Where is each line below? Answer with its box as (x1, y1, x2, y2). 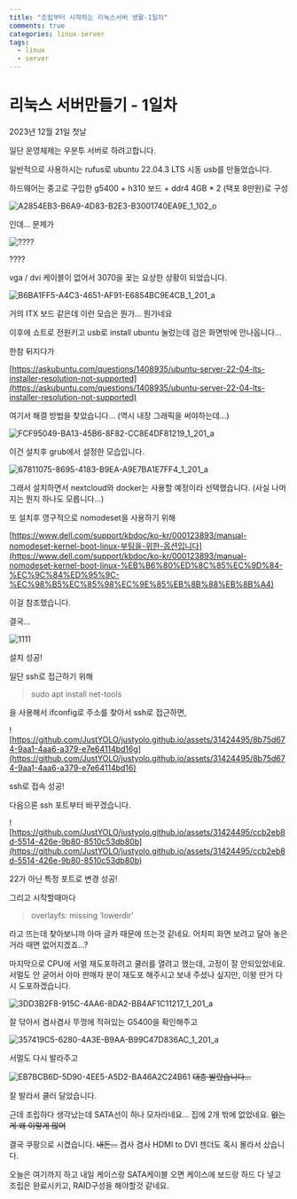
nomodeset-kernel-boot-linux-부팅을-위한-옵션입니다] (9, 540, 202, 551)
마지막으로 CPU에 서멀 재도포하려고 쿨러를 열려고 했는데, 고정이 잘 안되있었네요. (9, 958, 286, 968)
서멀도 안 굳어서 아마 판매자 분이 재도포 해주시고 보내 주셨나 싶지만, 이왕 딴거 (9, 969, 274, 980)
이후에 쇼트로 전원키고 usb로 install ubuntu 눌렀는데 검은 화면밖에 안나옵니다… (9, 327, 282, 337)
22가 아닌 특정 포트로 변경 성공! (9, 873, 118, 884)
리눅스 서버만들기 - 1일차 (9, 95, 177, 115)
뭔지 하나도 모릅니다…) (25, 493, 105, 504)
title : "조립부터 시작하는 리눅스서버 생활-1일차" (9, 12, 168, 22)
